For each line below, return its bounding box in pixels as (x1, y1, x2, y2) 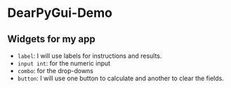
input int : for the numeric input (17, 59, 111, 68)
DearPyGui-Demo (7, 5, 113, 21)
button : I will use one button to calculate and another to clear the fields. (17, 74, 225, 82)
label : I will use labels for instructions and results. (17, 51, 162, 60)
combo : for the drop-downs (17, 67, 93, 75)
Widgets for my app (7, 33, 96, 45)
